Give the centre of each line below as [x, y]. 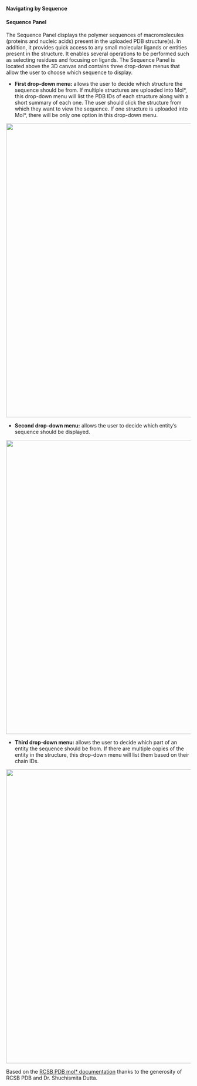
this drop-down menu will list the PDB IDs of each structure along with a [101, 96]
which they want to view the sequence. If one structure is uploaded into [101, 109]
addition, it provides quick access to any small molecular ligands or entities [97, 48]
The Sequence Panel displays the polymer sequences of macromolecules [95, 35]
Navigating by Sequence [37, 9]
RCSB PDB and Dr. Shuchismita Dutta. [52, 1078]
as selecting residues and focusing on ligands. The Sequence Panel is [91, 60]
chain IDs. [27, 761]
